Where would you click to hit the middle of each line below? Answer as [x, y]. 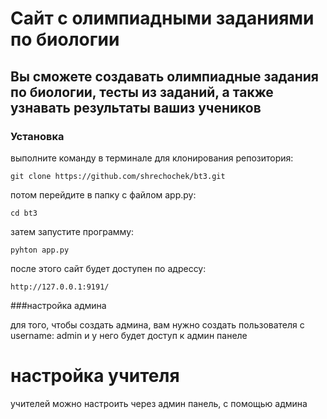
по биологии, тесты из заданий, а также [142, 92]
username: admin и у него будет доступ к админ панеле [129, 335]
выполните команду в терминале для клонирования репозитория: [152, 158]
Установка [37, 136]
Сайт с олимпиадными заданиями [162, 18]
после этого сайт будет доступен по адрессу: [108, 268]
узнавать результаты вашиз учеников [136, 107]
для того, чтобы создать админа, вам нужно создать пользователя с [157, 324]
